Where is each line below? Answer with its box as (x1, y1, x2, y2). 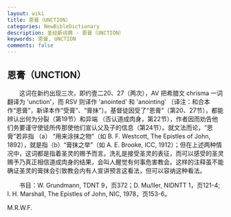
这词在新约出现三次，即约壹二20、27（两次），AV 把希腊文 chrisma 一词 (19, 89, 223, 97)
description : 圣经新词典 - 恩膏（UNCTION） (7, 29, 124, 37)
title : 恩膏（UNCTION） (7, 17, 71, 23)
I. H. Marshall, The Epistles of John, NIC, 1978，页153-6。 (7, 189, 170, 198)
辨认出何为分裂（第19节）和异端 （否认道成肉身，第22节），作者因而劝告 (7, 114, 212, 123)
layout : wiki (7, 10, 45, 17)
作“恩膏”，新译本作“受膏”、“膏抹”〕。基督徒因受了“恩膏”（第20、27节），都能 (7, 106, 224, 114)
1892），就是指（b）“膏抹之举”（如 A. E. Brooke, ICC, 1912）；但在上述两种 (7, 141, 217, 149)
